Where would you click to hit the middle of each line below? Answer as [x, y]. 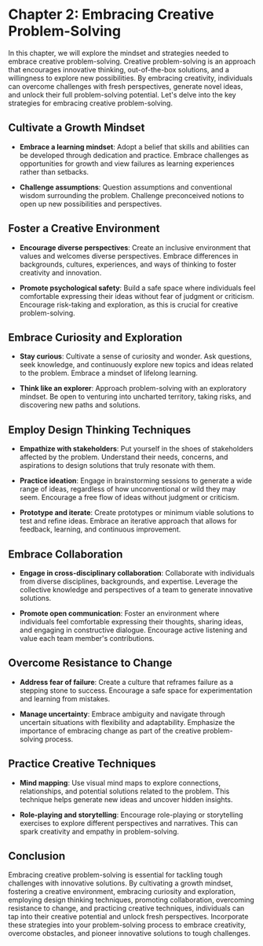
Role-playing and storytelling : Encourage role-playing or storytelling [131, 815]
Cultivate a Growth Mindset [77, 128]
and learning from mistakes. [65, 698]
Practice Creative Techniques [82, 764]
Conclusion [37, 856]
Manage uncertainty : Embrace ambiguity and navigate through [122, 714]
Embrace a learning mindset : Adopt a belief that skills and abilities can [134, 146]
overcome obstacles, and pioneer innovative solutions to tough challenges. [130, 933]
